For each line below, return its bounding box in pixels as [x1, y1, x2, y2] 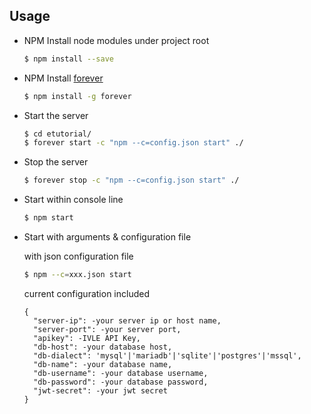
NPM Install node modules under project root [23, 34, 210, 46]
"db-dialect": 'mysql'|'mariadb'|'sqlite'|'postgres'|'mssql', [33, 350, 302, 361]
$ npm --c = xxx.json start [23, 270, 132, 280]
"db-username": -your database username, [33, 368, 209, 378]
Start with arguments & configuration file [23, 231, 192, 243]
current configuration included [23, 287, 150, 299]
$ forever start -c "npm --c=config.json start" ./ [23, 138, 244, 148]
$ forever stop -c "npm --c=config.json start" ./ [23, 175, 240, 186]
